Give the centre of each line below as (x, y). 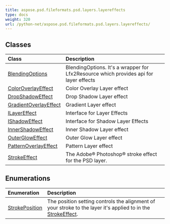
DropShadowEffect (30, 97)
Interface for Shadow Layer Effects (107, 121)
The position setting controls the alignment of (101, 201)
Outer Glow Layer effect (94, 138)
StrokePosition (25, 207)
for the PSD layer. (86, 161)
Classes (18, 44)
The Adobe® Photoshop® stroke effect (111, 154)
